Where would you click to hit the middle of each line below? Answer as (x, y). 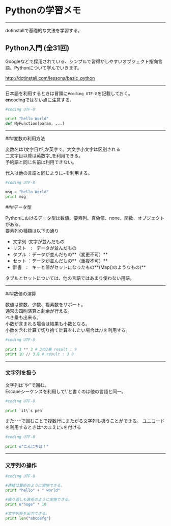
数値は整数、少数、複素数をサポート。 (45, 304)
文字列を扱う (21, 373)
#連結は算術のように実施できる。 (35, 486)
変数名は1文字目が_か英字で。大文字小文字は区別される (63, 149)
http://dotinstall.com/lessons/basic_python (50, 78)
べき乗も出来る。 (23, 317)
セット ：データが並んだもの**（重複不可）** (60, 261)
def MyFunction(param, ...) (35, 123)
